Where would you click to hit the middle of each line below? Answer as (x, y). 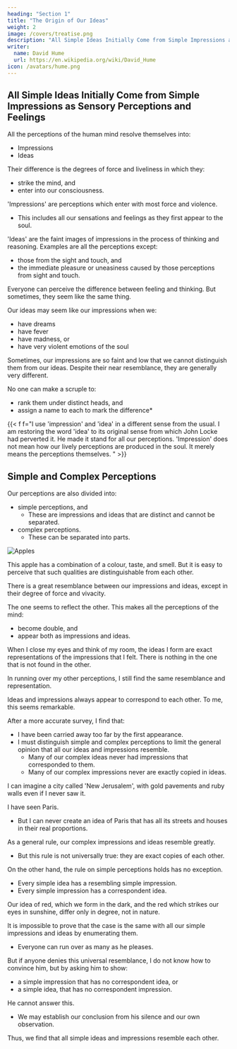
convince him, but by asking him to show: (68, 968)
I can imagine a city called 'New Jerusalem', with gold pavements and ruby (116, 786)
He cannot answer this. (41, 1003)
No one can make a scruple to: (52, 389)
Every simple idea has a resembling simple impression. (97, 883)
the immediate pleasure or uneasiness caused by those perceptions (116, 268)
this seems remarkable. (41, 707)
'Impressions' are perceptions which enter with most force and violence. (113, 204)
